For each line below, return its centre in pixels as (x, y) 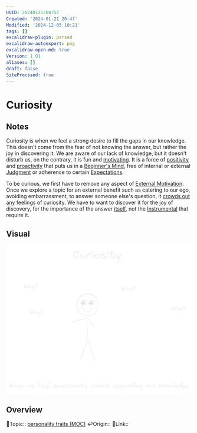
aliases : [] (21, 62)
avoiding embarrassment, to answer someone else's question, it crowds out (98, 196)
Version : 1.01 (24, 56)
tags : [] (17, 31)
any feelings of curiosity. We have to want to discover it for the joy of (90, 203)
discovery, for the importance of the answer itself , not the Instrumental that (97, 209)
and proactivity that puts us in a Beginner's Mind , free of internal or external (98, 166)
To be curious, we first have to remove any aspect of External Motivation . (95, 184)
